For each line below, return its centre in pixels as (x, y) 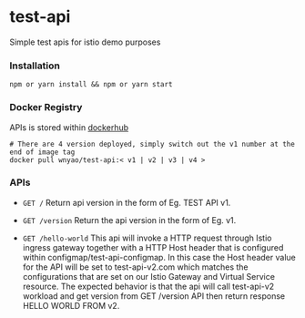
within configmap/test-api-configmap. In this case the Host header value (159, 257)
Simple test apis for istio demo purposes (85, 42)
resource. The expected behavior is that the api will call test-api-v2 (148, 286)
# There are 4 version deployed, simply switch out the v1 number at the (152, 144)
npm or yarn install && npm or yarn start (91, 85)
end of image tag (42, 152)
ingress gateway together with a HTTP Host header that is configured (153, 247)
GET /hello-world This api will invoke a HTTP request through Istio (147, 238)
